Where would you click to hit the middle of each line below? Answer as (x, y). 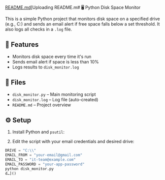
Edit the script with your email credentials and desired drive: (73, 142)
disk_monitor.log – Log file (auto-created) (55, 99)
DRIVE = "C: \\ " (21, 150)
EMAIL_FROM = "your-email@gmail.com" (44, 155)
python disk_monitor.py (30, 169)
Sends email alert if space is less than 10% (56, 61)
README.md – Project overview (42, 105)
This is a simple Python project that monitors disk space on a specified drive (82, 19)
